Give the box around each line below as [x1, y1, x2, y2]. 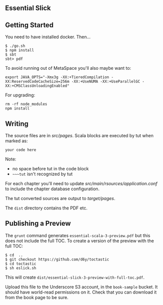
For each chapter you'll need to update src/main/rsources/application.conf [5, 181, 158, 187]
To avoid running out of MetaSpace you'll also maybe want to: [5, 65, 131, 71]
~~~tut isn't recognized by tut [12, 171, 73, 177]
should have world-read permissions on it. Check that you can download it [5, 289, 157, 295]
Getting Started [5, 21, 54, 29]
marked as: [5, 138, 28, 144]
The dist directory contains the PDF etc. [5, 205, 88, 211]
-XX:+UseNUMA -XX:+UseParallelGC [71, 79, 140, 84]
